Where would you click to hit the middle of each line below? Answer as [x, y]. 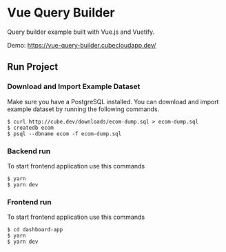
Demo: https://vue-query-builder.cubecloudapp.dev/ [82, 45]
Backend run [29, 151]
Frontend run [29, 202]
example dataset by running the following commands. [83, 109]
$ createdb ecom [30, 128]
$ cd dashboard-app [35, 230]
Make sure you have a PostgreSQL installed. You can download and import [113, 101]
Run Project [33, 67]
